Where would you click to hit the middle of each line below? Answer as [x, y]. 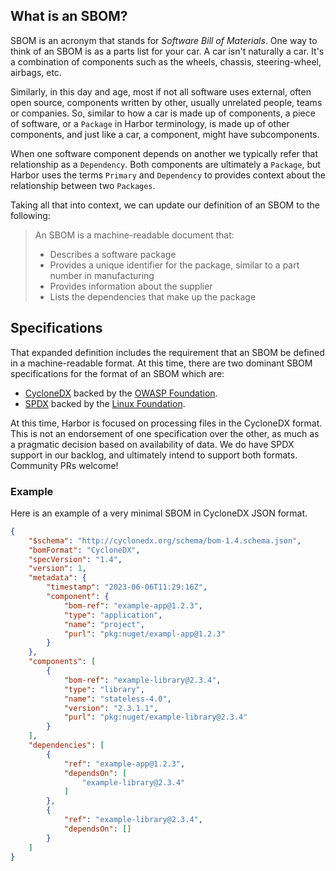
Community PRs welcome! [64, 465]
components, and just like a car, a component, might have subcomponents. [165, 134]
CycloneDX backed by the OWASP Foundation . [121, 393]
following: [30, 215]
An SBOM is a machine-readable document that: [134, 235]
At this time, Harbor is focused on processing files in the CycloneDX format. [166, 423]
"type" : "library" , [104, 689]
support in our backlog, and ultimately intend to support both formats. [154, 455]
